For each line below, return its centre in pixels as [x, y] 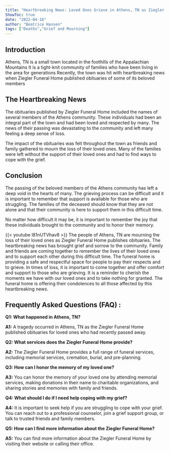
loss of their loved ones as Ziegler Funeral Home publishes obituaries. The [83, 240]
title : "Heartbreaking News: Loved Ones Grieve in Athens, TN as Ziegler [85, 10]
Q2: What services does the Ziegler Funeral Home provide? [69, 342]
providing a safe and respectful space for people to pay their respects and [83, 262]
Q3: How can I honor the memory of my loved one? [60, 367]
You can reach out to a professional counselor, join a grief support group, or [84, 413]
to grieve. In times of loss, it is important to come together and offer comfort [85, 267]
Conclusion [24, 176]
